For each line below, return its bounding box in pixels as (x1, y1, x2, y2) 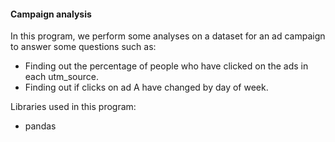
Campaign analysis (10, 8, 92, 20)
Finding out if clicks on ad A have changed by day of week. (24, 81, 269, 94)
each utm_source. (24, 71, 99, 83)
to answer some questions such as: (10, 41, 157, 53)
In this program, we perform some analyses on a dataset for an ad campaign (10, 30, 326, 42)
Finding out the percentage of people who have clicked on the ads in (24, 60, 309, 72)
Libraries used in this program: (10, 101, 137, 113)
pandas (24, 120, 57, 132)
